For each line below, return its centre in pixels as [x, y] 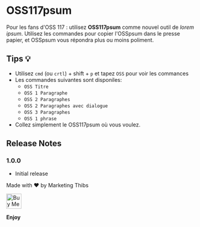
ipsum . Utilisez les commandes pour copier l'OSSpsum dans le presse [93, 33]
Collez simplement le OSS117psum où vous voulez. [77, 125]
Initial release [31, 174]
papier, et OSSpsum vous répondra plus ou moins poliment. [80, 40]
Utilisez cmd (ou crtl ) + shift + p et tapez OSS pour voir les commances [102, 73]
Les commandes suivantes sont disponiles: [68, 79]
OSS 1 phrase [40, 119]
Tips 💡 [19, 59]
